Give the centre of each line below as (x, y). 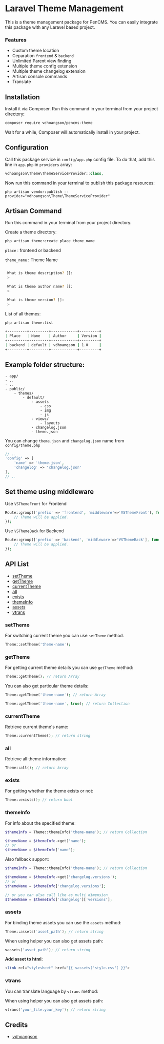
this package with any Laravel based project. (50, 27)
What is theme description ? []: (40, 273)
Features (16, 40)
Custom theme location (36, 51)
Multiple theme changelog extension (49, 71)
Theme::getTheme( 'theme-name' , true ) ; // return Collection (68, 704)
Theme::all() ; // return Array (37, 768)
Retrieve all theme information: (36, 759)
